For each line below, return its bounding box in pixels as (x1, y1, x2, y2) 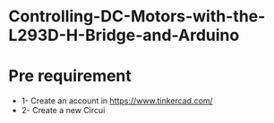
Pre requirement (8, 66, 132, 86)
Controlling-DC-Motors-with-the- (8, 6, 266, 27)
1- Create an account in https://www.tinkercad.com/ (21, 95, 213, 106)
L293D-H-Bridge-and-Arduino (8, 25, 240, 45)
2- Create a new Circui (21, 105, 106, 116)
